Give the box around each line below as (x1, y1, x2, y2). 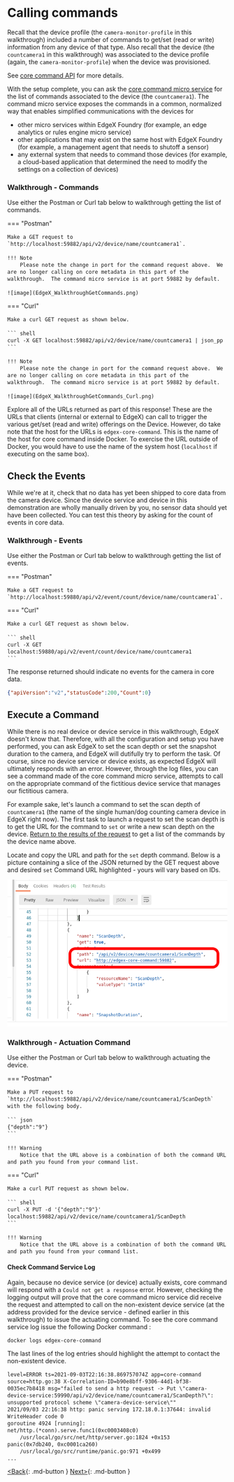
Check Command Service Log (7, 1263, 96, 1271)
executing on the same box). (7, 450, 89, 458)
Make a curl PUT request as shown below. (7, 1185, 130, 1192)
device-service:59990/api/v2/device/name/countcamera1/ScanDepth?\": (7, 1392, 214, 1400)
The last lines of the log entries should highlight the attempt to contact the (7, 1349, 220, 1358)
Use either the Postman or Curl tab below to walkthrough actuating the (7, 1053, 211, 1062)
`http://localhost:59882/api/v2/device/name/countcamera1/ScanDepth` (7, 1096, 214, 1103)
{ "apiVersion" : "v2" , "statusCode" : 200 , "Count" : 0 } (7, 689, 152, 696)
